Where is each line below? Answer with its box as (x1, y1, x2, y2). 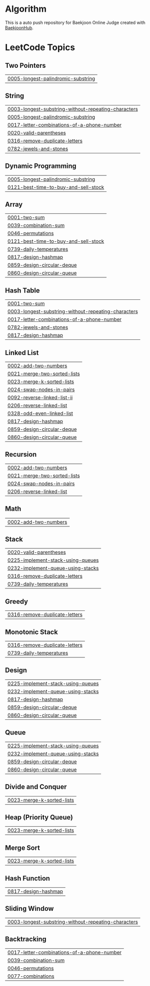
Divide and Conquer (5, 783, 67, 791)
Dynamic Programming (5, 162, 76, 170)
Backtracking (5, 935, 47, 944)
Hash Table (5, 286, 40, 294)
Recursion (5, 450, 37, 459)
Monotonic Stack (5, 628, 58, 636)
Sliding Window (5, 904, 54, 913)
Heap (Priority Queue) (5, 813, 73, 821)
